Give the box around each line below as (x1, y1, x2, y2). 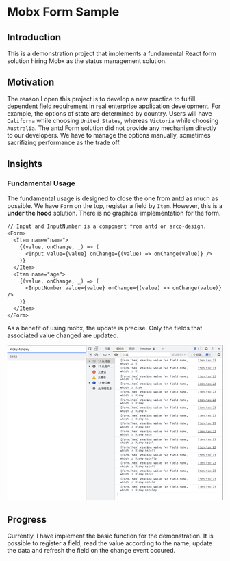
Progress (7, 514, 47, 525)
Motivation (7, 77, 55, 88)
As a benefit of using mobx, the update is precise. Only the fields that (7, 324, 203, 332)
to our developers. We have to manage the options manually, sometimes (7, 131, 211, 139)
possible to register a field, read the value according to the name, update (7, 539, 213, 547)
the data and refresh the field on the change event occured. (7, 547, 176, 555)
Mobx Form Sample (7, 4, 120, 20)
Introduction (7, 31, 62, 43)
